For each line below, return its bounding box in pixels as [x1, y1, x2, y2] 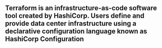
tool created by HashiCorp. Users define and [5, 12, 144, 20]
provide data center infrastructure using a [5, 19, 136, 28]
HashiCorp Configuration [5, 35, 84, 44]
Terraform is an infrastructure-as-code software [5, 4, 158, 12]
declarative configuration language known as [5, 27, 148, 36]
